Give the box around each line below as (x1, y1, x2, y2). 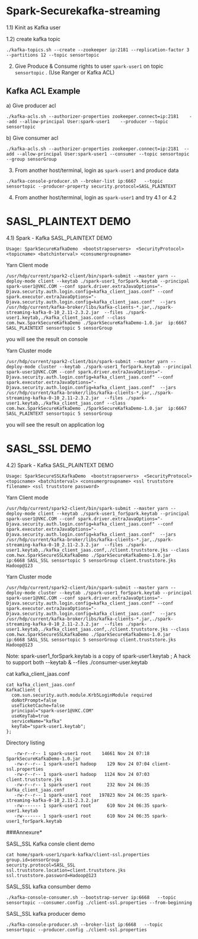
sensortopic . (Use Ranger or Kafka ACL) (14, 68, 115, 76)
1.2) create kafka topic (6, 35, 61, 42)
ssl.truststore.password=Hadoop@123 (6, 872, 97, 878)
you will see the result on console (6, 335, 88, 343)
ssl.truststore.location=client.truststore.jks (6, 867, 126, 873)
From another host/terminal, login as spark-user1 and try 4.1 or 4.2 (14, 193, 177, 201)
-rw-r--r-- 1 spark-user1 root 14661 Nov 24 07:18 (14, 750, 150, 756)
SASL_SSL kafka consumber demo (6, 882, 91, 890)
